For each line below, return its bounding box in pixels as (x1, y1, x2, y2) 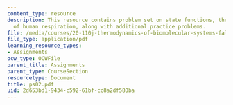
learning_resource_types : (7, 42, 82, 49)
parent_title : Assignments (7, 61, 85, 68)
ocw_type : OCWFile (7, 55, 60, 62)
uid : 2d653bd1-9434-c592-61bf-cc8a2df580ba (7, 87, 135, 94)
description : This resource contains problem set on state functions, (7, 17, 216, 23)
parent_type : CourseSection (7, 68, 89, 75)
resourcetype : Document (7, 74, 76, 82)
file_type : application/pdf (7, 36, 89, 43)
